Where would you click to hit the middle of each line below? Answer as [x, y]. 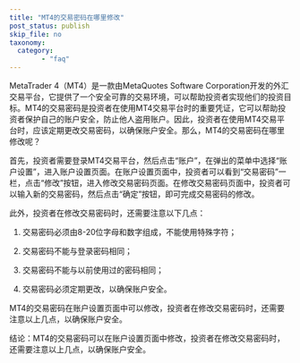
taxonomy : [28, 42]
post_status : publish [50, 26]
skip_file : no [36, 34]
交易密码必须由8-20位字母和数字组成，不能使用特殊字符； [129, 232]
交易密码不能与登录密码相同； [77, 251]
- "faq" [56, 59]
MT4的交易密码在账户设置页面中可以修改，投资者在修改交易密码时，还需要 [147, 308]
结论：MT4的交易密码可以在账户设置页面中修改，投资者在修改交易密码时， [147, 338]
